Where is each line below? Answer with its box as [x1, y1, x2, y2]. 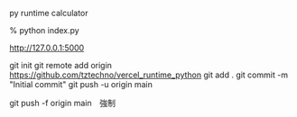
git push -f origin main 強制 [9, 98, 116, 108]
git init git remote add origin [9, 60, 113, 70]
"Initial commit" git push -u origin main [9, 79, 153, 89]
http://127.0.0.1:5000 [9, 42, 85, 53]
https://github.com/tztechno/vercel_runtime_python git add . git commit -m [9, 69, 289, 80]
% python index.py [9, 25, 79, 35]
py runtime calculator [9, 8, 88, 18]
